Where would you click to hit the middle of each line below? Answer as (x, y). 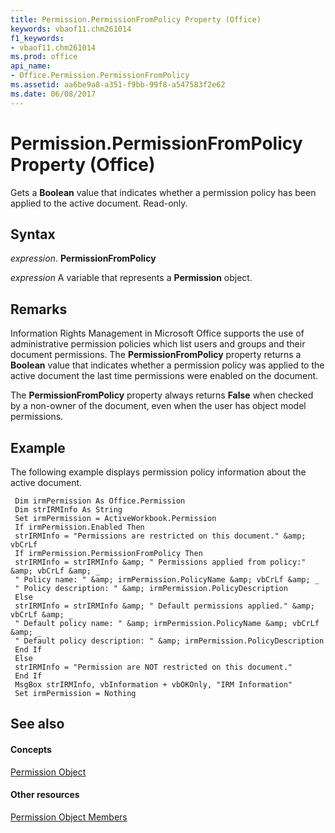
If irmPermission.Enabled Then (79, 527)
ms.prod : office (44, 57)
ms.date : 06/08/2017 (53, 94)
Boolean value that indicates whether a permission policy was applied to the (167, 365)
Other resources (45, 795)
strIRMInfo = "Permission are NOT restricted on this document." (153, 667)
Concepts (31, 749)
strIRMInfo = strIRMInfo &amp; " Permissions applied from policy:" (160, 562)
